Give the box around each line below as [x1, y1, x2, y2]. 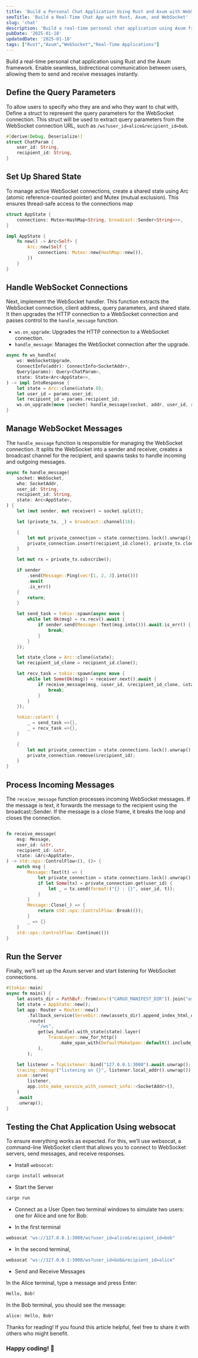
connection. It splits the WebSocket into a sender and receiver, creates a [6, 446, 183, 453]
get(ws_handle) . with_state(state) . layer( [37, 1029, 141, 1035]
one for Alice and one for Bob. [14, 1212, 88, 1219]
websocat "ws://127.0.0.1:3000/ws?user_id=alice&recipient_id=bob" [6, 1235, 176, 1241]
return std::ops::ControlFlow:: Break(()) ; [37, 908, 144, 914]
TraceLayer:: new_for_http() [48, 1035, 117, 1041]
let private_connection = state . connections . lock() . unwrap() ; [37, 875, 194, 881]
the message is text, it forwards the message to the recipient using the [6, 801, 177, 808]
